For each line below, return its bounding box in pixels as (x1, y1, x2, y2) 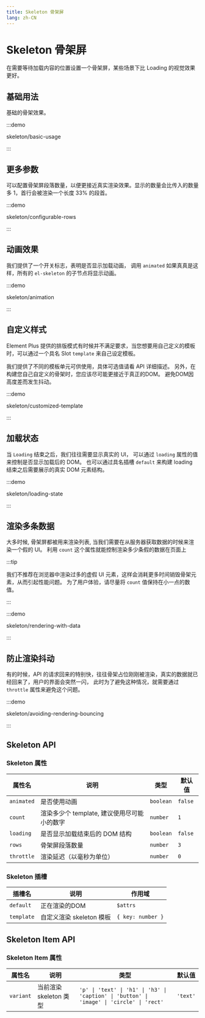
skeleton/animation (6, 293, 54, 300)
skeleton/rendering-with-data (6, 622, 81, 630)
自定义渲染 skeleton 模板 (40, 913, 111, 921)
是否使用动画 (40, 797, 77, 806)
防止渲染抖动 (6, 653, 55, 664)
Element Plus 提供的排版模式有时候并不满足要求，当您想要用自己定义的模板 (6, 342, 196, 349)
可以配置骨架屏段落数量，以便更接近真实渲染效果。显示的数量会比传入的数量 (6, 182, 199, 189)
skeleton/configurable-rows (6, 214, 76, 221)
